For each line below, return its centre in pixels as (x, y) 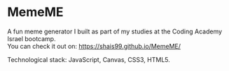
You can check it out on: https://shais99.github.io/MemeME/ (94, 46)
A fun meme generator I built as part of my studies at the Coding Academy (115, 31)
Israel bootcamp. (32, 38)
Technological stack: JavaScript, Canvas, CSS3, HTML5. (89, 59)
